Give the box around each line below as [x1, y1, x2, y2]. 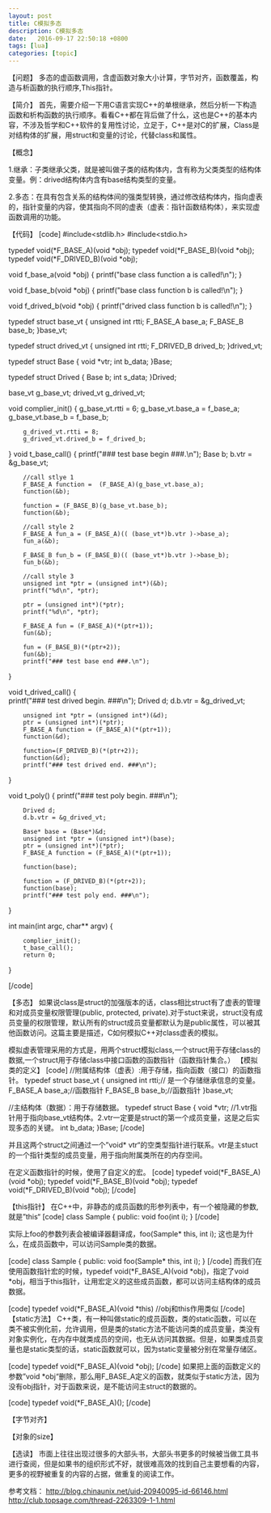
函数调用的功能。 [8, 212, 66, 222]
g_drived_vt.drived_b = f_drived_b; [23, 435, 147, 443]
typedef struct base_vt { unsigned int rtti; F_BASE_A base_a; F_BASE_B [8, 317, 244, 326]
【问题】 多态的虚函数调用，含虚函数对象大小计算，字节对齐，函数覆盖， [8, 73, 252, 82]
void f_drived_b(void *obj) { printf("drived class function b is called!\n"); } [8, 301, 252, 311]
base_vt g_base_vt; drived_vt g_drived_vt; [8, 388, 146, 397]
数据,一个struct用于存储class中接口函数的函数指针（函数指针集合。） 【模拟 [8, 1055, 259, 1064]
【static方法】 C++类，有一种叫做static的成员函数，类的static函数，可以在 [8, 1314, 257, 1323]
